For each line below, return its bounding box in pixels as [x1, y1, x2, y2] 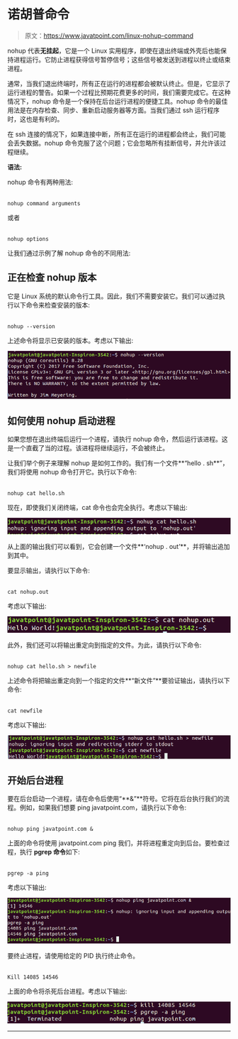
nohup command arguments [7, 200, 81, 207]
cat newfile [7, 707, 42, 714]
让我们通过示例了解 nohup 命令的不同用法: [7, 249, 131, 257]
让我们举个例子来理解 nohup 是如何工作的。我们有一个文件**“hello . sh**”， [7, 459, 229, 467]
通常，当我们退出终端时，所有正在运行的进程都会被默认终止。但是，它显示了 [7, 79, 231, 87]
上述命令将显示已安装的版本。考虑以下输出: [7, 336, 134, 344]
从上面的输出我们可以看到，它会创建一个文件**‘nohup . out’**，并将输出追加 [7, 542, 230, 550]
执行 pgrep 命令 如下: [19, 848, 80, 856]
